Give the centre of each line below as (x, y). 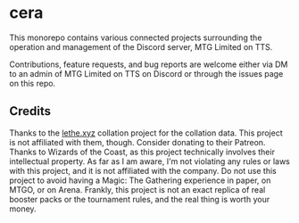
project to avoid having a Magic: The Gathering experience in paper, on (140, 180)
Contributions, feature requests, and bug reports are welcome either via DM (149, 64)
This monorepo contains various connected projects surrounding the (136, 37)
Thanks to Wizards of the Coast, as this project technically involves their (142, 152)
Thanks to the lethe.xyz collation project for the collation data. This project (146, 133)
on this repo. (33, 83)
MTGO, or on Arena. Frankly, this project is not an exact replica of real (137, 189)
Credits (30, 111)
